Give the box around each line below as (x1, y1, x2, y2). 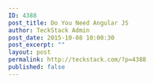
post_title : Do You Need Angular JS (8, 19, 129, 27)
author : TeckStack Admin (8, 26, 90, 34)
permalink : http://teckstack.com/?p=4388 (8, 56, 147, 64)
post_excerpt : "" (8, 41, 66, 49)
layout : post (8, 48, 51, 56)
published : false (8, 63, 66, 71)
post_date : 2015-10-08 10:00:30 (8, 33, 115, 42)
